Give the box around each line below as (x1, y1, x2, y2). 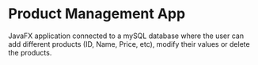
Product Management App (8, 5, 186, 23)
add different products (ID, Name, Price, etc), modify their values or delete (8, 39, 251, 48)
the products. (8, 48, 52, 57)
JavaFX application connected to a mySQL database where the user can (8, 31, 244, 40)
